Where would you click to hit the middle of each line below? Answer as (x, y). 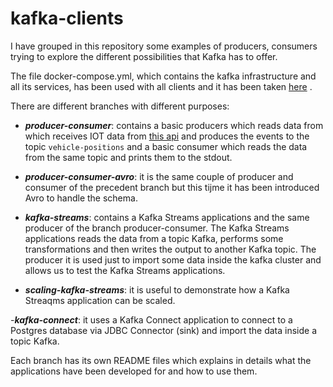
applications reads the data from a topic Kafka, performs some (154, 238)
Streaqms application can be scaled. (100, 300)
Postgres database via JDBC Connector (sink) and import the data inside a (164, 330)
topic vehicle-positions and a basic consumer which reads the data (166, 146)
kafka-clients (67, 18)
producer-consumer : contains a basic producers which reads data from (174, 125)
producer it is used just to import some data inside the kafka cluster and (173, 259)
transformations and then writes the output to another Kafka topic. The (170, 249)
